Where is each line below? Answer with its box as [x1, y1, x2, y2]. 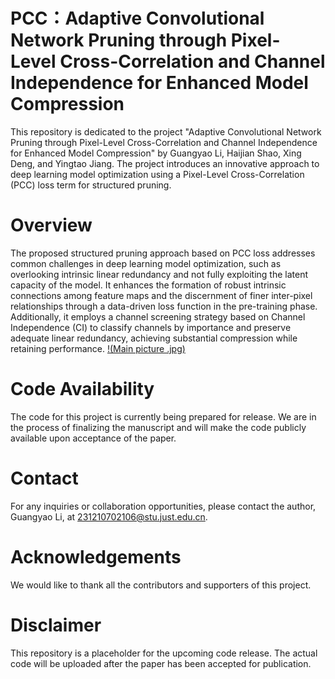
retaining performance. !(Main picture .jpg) [10, 342, 186, 354]
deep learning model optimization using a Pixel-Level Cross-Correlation [10, 168, 305, 180]
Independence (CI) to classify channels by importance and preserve [10, 321, 292, 333]
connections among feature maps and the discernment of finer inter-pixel [10, 289, 313, 301]
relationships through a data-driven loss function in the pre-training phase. [10, 300, 318, 312]
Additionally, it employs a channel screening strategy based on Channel [10, 310, 306, 323]
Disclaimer [10, 614, 102, 636]
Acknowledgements [10, 545, 182, 568]
